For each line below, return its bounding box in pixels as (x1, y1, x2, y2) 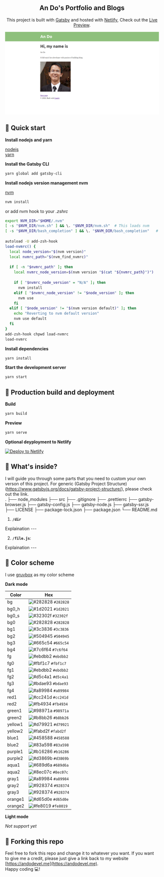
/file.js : (12, 535, 32, 541)
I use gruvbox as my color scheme (5, 572, 75, 578)
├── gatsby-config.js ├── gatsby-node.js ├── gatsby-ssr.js (26, 501, 149, 507)
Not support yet (5, 823, 37, 829)
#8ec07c (53, 770, 68, 775)
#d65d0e (53, 797, 69, 802)
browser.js (5, 501, 26, 507)
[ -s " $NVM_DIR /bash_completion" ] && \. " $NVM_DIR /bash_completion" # (5, 229, 159, 234)
